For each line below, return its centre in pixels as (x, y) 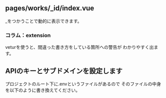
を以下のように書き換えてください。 (43, 90)
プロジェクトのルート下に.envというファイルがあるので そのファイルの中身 (83, 84)
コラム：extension (28, 35)
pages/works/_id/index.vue (50, 8)
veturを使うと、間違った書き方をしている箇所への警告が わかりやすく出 (79, 47)
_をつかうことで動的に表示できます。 (44, 21)
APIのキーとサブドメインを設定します (64, 71)
